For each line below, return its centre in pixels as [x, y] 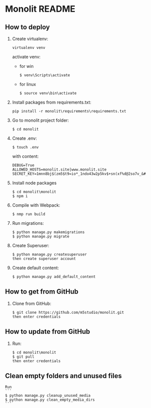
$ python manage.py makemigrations [48, 232]
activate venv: [26, 57]
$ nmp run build [29, 214]
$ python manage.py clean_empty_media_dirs [50, 400]
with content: [25, 156]
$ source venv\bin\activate [48, 93]
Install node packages [34, 183]
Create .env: [24, 138]
